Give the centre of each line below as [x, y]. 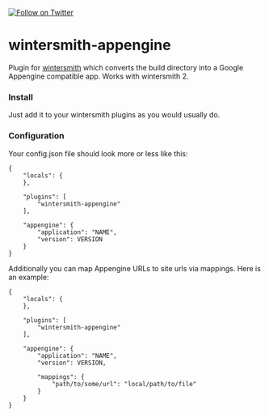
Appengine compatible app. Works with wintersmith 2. [99, 76]
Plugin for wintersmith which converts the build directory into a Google [126, 67]
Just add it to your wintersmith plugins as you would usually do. [114, 115]
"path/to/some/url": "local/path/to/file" [124, 384]
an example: [29, 277]
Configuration [36, 136]
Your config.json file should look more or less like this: [98, 153]
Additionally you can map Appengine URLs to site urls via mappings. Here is [134, 268]
